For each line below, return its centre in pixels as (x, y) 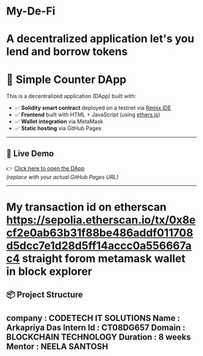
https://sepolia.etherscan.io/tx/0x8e (101, 220)
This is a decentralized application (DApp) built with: (71, 96)
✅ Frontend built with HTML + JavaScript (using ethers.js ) (88, 115)
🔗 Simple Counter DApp (66, 79)
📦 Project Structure (45, 295)
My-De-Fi (31, 11)
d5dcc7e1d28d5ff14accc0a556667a (99, 246)
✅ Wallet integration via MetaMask (59, 122)
